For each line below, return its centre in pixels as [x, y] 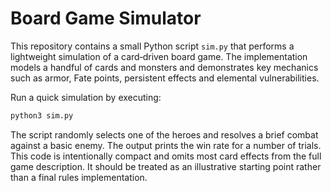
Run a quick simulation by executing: [86, 97]
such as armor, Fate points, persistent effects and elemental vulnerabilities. [165, 78]
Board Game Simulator [106, 18]
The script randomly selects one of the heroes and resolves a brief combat [164, 134]
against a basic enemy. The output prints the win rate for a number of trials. [166, 145]
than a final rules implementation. [79, 177]
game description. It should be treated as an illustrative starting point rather [166, 166]
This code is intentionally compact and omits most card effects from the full [166, 156]
